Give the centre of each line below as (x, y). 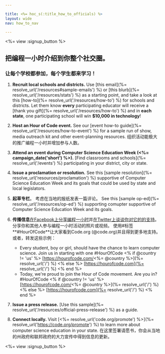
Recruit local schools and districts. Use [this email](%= (69, 85)
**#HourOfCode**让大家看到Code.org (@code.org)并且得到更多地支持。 (86, 232)
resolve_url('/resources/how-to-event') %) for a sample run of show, (82, 131)
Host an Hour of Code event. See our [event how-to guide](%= (77, 126)
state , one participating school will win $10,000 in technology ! (77, 116)
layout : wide (19, 18)
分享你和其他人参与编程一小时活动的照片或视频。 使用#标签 (73, 226)
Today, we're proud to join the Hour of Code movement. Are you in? (88, 274)
